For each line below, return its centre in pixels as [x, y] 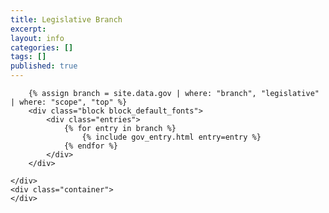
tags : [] [28, 57]
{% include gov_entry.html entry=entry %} [171, 137]
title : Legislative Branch [66, 19]
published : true [44, 66]
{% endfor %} [90, 146]
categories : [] [42, 47]
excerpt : [28, 29]
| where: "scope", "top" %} [69, 102]
